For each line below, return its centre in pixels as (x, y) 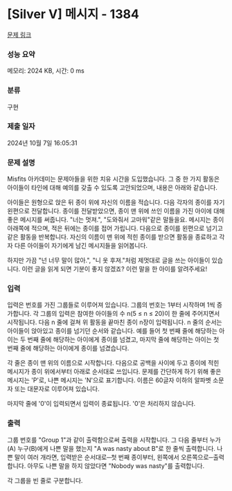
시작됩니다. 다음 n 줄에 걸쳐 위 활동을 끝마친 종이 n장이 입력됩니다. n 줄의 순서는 (115, 322)
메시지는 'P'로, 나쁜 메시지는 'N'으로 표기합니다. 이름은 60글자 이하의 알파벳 (109, 380)
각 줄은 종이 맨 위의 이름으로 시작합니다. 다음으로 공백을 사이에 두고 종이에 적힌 (113, 363)
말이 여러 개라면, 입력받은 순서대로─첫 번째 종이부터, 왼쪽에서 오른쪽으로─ (114, 457)
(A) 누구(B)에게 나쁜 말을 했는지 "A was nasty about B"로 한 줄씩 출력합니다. (111, 448)
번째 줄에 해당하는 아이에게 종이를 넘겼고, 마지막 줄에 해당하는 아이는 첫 (123, 339)
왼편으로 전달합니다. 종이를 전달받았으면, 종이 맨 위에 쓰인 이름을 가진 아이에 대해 (116, 211)
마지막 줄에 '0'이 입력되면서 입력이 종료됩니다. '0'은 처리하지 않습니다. (101, 404)
